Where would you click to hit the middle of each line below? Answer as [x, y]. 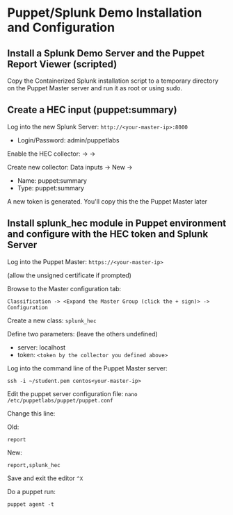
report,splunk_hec [34, 465]
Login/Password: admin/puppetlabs [68, 140]
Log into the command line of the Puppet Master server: [88, 368]
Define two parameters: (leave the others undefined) [82, 334]
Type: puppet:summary [51, 188]
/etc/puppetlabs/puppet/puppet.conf [60, 400]
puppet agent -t [31, 504]
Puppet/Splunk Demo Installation [105, 13]
